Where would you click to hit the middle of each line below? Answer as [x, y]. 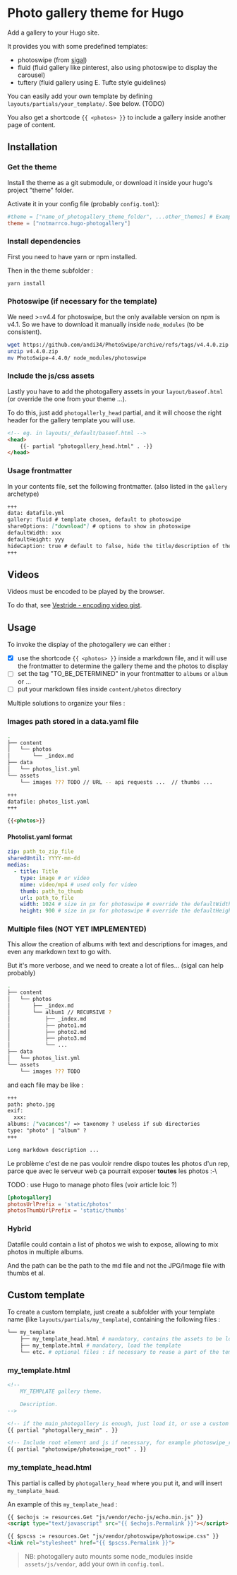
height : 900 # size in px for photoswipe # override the [105, 911]
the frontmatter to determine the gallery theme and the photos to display [123, 666]
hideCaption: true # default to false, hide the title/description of [113, 546]
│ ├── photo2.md [47, 1032]
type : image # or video [55, 878]
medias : [19, 865]
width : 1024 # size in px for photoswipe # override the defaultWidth [126, 904]
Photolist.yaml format [40, 837]
